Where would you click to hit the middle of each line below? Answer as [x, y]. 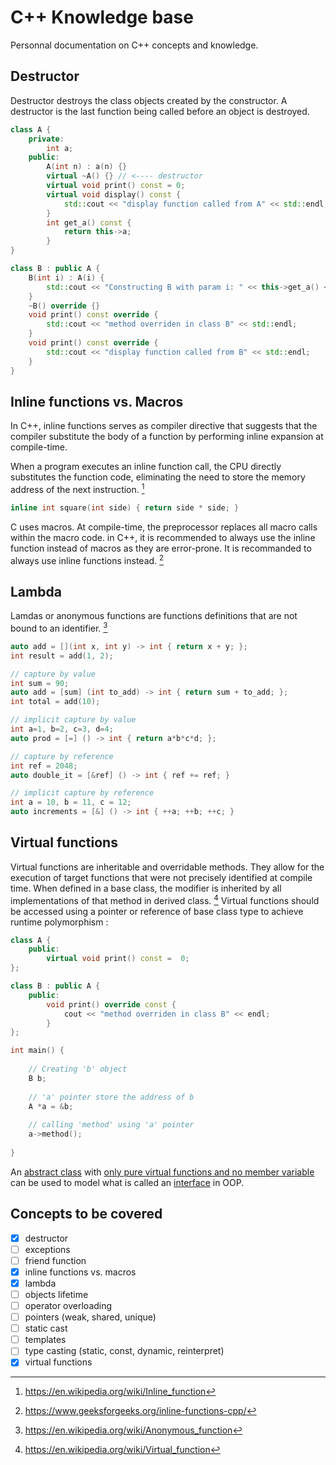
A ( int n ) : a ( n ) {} [87, 167]
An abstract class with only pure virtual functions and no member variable [162, 1172]
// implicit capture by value [73, 720]
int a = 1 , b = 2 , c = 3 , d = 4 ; [62, 729]
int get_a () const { [89, 222]
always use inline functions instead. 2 [87, 559]
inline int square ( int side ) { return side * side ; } [125, 507]
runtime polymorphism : [59, 922]
